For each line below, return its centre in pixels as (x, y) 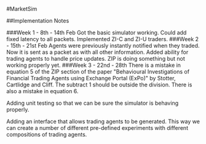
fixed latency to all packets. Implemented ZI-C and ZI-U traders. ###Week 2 (102, 39)
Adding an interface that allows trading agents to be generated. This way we (103, 121)
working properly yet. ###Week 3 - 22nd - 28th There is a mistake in (94, 65)
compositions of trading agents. (47, 135)
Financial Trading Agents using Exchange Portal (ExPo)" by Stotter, (91, 78)
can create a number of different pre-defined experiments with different (97, 128)
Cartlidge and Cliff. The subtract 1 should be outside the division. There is (99, 85)
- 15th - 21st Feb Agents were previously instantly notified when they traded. (103, 46)
